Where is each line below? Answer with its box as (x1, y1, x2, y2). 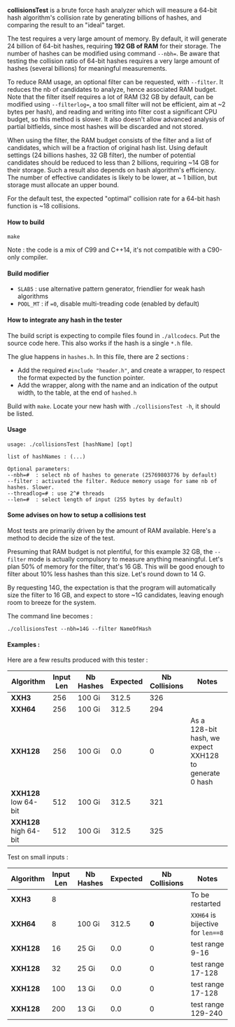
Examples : (7, 640, 41, 648)
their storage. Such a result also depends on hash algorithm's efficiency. (7, 166, 216, 174)
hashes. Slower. (7, 484, 55, 491)
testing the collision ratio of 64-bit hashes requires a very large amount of (7, 57, 220, 65)
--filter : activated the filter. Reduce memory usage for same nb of (7, 477, 218, 484)
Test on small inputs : (7, 853, 69, 862)
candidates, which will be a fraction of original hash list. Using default (7, 144, 208, 151)
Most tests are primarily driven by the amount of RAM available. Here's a (7, 526, 217, 535)
